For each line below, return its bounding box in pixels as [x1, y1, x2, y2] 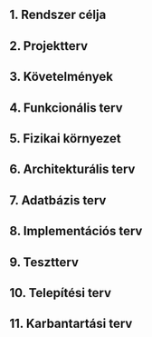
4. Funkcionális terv [9, 100, 124, 115]
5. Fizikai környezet [9, 131, 121, 146]
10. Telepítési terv [9, 285, 111, 301]
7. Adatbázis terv [9, 193, 107, 208]
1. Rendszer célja [9, 7, 107, 23]
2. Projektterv [9, 38, 89, 54]
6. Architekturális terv [9, 162, 136, 177]
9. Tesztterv [9, 254, 79, 270]
